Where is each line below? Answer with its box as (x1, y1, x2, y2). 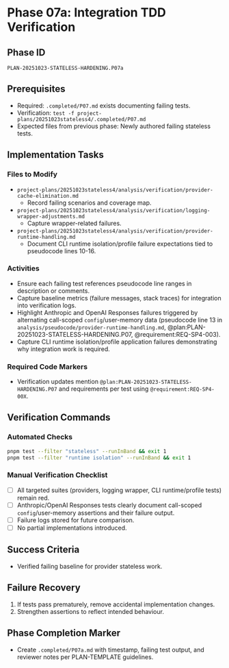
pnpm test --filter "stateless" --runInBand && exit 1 (7, 448, 167, 454)
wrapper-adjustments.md (16, 213, 85, 220)
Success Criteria (7, 544, 80, 556)
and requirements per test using (58, 385, 149, 393)
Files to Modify (7, 170, 58, 179)
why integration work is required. (16, 344, 111, 353)
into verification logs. (16, 301, 77, 309)
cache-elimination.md (16, 192, 79, 199)
